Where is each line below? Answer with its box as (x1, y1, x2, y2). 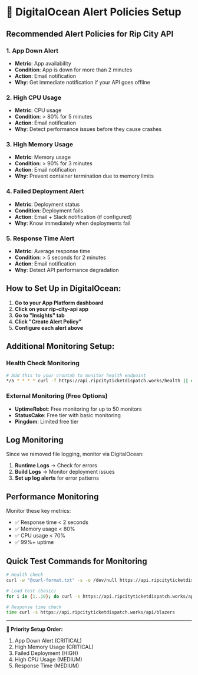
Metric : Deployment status (14, 201, 80, 208)
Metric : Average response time (14, 248, 91, 255)
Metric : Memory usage (14, 153, 71, 161)
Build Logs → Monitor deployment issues (14, 468, 115, 476)
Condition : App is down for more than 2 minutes (14, 66, 133, 73)
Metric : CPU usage (14, 107, 62, 114)
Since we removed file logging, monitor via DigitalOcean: (6, 451, 144, 458)
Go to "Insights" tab (14, 312, 65, 319)
